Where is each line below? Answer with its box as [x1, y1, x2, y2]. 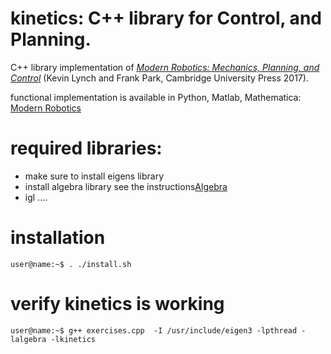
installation [10, 227, 106, 249]
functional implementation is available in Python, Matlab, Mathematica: [10, 91, 302, 103]
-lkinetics [50, 334, 97, 344]
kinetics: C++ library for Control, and [10, 7, 322, 30]
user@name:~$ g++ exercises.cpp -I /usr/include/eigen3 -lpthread [10, 325, 298, 336]
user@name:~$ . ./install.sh [10, 259, 132, 269]
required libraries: [10, 137, 163, 160]
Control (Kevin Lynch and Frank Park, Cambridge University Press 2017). [10, 72, 309, 84]
